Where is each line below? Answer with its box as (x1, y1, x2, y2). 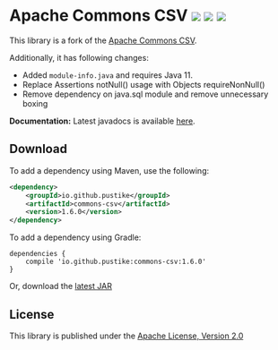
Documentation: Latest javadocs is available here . (9, 115, 195, 126)
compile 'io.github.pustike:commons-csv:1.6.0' (25, 257, 206, 267)
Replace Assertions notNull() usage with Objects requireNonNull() (22, 79, 265, 90)
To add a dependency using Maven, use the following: (9, 165, 210, 175)
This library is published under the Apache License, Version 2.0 (9, 330, 244, 341)
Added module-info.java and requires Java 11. (22, 69, 194, 81)
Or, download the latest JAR (9, 281, 112, 292)
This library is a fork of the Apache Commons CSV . (9, 35, 197, 46)
